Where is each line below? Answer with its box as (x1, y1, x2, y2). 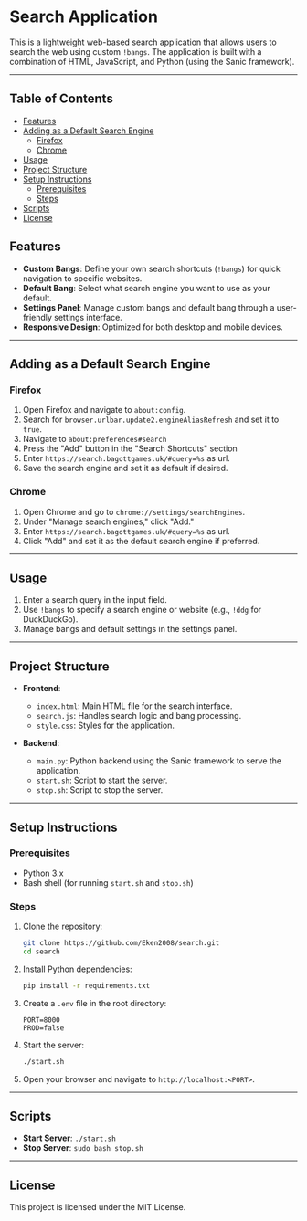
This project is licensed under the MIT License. (9, 1202, 186, 1213)
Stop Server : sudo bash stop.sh (22, 1142, 143, 1153)
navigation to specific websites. (22, 272, 143, 284)
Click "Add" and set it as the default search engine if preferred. (22, 535, 260, 546)
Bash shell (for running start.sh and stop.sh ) (22, 877, 194, 888)
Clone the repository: (22, 921, 103, 932)
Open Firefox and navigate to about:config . (22, 405, 186, 416)
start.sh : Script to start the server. (36, 774, 168, 786)
